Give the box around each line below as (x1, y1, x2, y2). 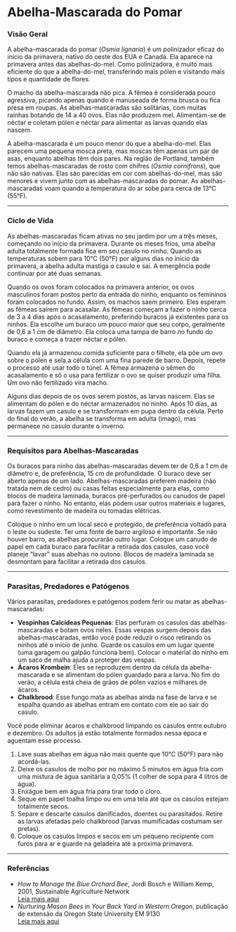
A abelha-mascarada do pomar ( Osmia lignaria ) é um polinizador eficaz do (7, 45, 225, 53)
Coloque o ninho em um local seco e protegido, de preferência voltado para (7, 520, 227, 528)
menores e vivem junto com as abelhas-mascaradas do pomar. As (7, 177, 199, 185)
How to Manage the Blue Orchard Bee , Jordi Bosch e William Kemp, (17, 879, 214, 888)
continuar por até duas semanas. (7, 269, 103, 277)
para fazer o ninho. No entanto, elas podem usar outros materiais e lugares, (7, 499, 226, 507)
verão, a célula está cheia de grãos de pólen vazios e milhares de (17, 678, 207, 686)
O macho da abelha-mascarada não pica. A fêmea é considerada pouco (7, 88, 216, 97)
